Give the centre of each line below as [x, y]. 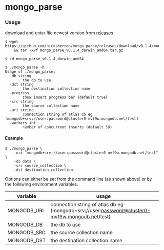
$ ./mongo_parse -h [25, 67]
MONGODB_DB [25, 225]
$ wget [12, 42]
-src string [22, 102]
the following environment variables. [41, 184]
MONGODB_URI [26, 210]
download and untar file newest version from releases [59, 33]
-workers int [23, 123]
